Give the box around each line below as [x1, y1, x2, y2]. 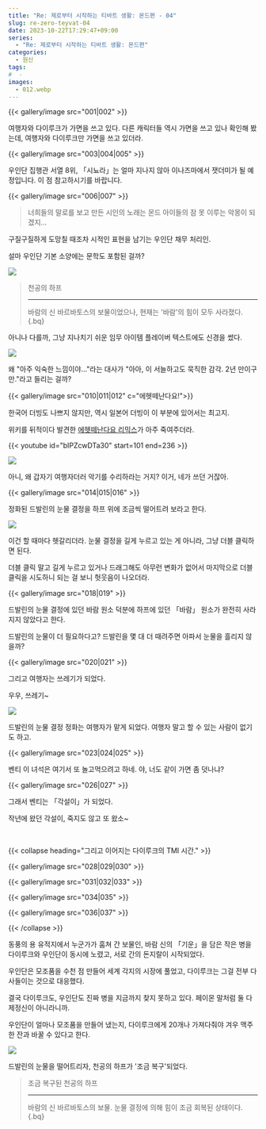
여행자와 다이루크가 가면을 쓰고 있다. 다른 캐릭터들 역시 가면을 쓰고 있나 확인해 [8, 124, 249, 133]
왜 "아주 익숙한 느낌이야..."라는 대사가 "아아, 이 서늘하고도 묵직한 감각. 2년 [8, 364, 237, 374]
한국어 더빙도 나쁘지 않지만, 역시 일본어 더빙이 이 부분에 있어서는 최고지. [8, 408, 230, 417]
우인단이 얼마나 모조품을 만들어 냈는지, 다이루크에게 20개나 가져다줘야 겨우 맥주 [8, 1020, 253, 1030]
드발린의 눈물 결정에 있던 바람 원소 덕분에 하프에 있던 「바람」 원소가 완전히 [8, 605, 241, 615]
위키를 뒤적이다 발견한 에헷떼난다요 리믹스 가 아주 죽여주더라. [8, 425, 195, 435]
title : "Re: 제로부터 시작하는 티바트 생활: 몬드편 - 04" [8, 11, 177, 20]
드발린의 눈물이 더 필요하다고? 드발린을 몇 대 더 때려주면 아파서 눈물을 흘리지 [8, 632, 244, 641]
